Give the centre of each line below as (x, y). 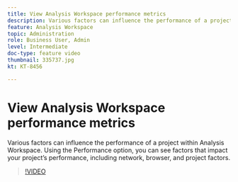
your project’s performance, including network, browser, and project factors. (119, 157)
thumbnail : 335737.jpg (41, 60)
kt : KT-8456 (25, 67)
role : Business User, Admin (49, 40)
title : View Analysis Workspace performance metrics (87, 14)
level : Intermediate (38, 47)
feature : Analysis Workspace (50, 27)
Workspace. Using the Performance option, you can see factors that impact (118, 150)
